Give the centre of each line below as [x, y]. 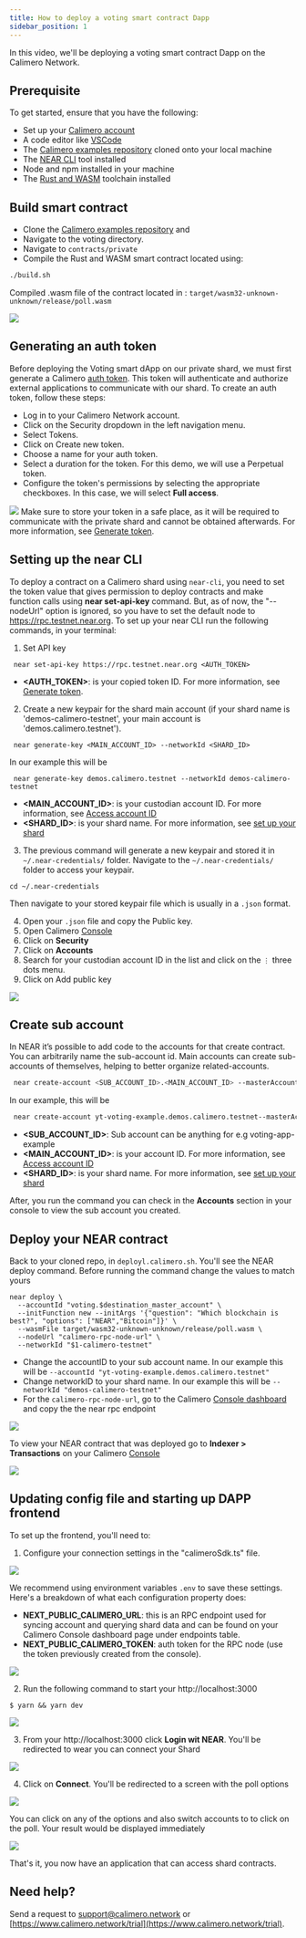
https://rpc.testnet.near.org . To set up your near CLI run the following [139, 620]
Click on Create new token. [73, 444]
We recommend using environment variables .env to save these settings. [146, 1588]
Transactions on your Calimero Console [85, 1453]
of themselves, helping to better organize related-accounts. [158, 1066]
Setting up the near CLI [76, 560]
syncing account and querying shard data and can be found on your [150, 1624]
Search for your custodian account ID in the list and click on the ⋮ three [157, 960]
